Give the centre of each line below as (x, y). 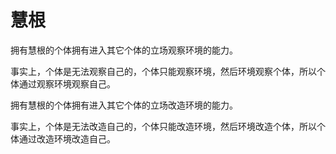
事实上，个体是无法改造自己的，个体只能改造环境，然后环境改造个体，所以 (163, 126)
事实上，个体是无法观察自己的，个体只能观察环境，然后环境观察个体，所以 (163, 71)
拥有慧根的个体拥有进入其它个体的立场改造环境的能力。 (124, 105)
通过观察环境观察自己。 (67, 83)
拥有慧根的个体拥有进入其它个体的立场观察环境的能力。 (124, 50)
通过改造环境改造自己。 (67, 138)
